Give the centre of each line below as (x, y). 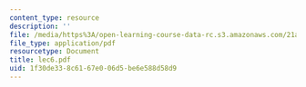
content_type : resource (55, 18)
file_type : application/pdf (63, 43)
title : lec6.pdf (40, 60)
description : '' (40, 26)
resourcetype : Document (55, 52)
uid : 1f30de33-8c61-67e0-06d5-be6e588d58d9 (93, 69)
